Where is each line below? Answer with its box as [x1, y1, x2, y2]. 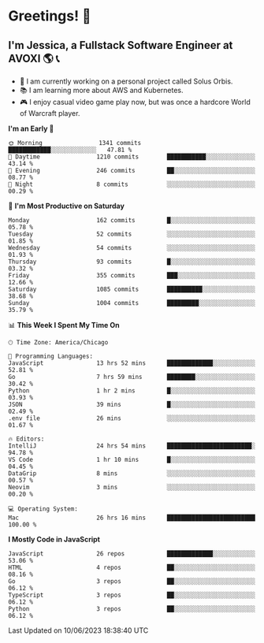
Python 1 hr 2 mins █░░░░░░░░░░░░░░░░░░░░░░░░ [8, 387, 256, 395]
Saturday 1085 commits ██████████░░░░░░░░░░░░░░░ [8, 285, 256, 293]
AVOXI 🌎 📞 [8, 51, 60, 65]
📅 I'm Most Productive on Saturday [8, 201, 125, 210]
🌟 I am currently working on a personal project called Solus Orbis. [19, 76, 233, 86]
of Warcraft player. [19, 109, 80, 117]
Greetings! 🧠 [8, 7, 92, 25]
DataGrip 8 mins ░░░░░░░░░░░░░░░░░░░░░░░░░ [8, 470, 256, 478]
